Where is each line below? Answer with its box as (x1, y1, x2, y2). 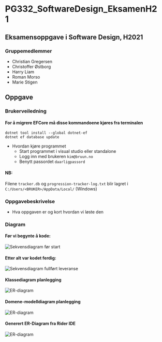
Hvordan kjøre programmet (12, 143, 66, 149)
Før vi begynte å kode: (5, 233, 51, 239)
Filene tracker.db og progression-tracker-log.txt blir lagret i (5, 180, 128, 186)
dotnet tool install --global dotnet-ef (5, 130, 88, 135)
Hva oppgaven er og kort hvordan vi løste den (12, 209, 104, 214)
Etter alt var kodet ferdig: (5, 255, 57, 261)
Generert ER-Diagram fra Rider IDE (5, 321, 76, 326)
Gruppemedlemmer (5, 48, 52, 54)
